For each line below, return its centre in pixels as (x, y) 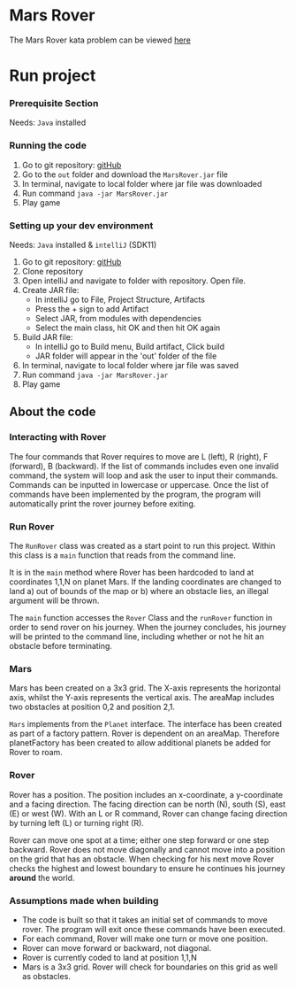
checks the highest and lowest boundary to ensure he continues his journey (147, 868)
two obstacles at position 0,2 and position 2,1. (92, 707)
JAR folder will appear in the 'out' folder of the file (126, 356)
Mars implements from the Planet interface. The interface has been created (146, 724)
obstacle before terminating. (61, 646)
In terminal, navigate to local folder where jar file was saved (130, 366)
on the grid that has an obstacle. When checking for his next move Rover (142, 859)
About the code (53, 412)
